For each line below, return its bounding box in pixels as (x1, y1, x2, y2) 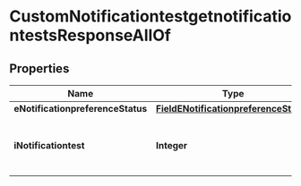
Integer (155, 139, 188, 151)
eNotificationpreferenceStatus (13, 103, 148, 114)
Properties (9, 61, 70, 76)
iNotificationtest (13, 139, 85, 151)
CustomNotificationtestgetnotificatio (9, 6, 292, 27)
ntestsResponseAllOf (9, 25, 172, 46)
